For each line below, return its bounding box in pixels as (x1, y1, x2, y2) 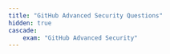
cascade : (8, 26, 38, 34)
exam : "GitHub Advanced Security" (22, 33, 138, 42)
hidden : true (8, 19, 52, 27)
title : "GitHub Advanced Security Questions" (8, 11, 163, 20)
